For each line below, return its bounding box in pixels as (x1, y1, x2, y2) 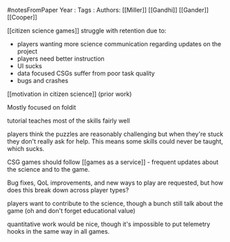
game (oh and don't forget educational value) (7, 207, 136, 214)
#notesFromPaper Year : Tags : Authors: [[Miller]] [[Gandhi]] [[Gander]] (7, 6, 209, 14)
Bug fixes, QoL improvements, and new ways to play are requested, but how (7, 179, 224, 187)
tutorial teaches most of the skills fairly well (7, 117, 130, 125)
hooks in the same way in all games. (7, 228, 110, 235)
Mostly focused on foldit (7, 103, 76, 111)
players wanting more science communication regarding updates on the (17, 40, 222, 48)
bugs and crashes (17, 77, 69, 85)
